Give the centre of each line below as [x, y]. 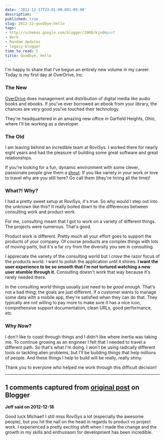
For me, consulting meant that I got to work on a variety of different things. [81, 221]
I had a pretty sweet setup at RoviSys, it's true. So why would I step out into [82, 201]
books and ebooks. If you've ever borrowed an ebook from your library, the [81, 104]
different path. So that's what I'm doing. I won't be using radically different [80, 347]
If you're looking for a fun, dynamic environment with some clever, [72, 167]
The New [16, 88]
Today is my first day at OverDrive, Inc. [44, 75]
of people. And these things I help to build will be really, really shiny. [74, 358]
